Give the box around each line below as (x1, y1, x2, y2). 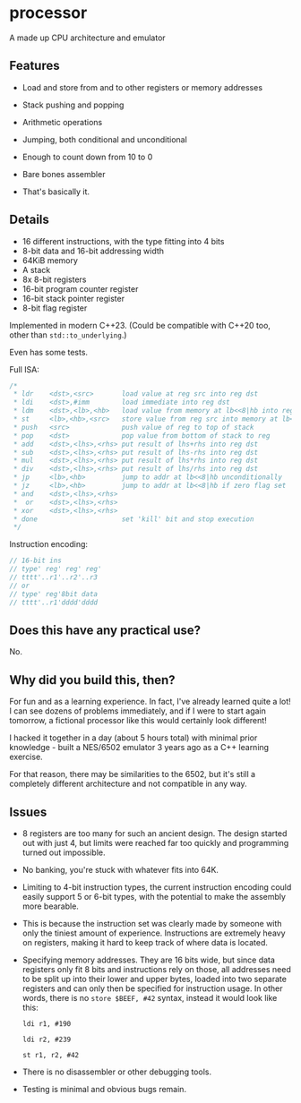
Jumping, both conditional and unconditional (21, 133, 188, 145)
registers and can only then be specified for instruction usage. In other (21, 983, 284, 994)
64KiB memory (21, 254, 79, 266)
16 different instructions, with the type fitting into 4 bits (21, 235, 225, 246)
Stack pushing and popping (21, 99, 125, 110)
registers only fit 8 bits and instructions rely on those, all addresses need (21, 964, 291, 974)
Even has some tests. (9, 346, 88, 357)
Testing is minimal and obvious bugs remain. (21, 1084, 186, 1094)
